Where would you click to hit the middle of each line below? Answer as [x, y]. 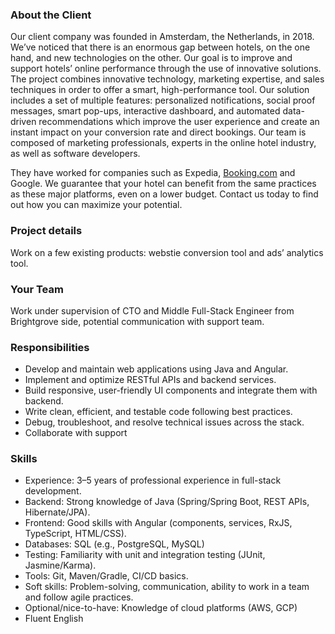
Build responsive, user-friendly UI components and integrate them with [171, 390]
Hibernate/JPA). [57, 512]
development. [53, 491]
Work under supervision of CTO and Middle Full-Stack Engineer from [152, 310]
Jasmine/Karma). [60, 565]
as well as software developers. [75, 154]
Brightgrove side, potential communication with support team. [137, 321]
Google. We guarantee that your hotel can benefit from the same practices [163, 184]
